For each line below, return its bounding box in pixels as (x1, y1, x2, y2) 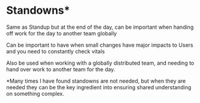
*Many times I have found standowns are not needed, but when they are (6, 77, 186, 84)
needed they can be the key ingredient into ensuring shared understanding (6, 83, 192, 90)
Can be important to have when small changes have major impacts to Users (6, 41, 193, 49)
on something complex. (6, 90, 64, 97)
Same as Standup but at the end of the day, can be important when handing (6, 23, 194, 31)
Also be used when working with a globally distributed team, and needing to (6, 59, 195, 66)
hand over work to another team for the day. (6, 65, 115, 72)
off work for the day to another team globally (6, 29, 117, 37)
